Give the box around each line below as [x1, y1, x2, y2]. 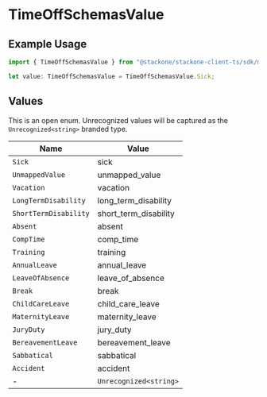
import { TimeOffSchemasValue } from [8, 58, 133, 66]
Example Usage [8, 37, 87, 51]
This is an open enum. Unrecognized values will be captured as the [8, 115, 229, 125]
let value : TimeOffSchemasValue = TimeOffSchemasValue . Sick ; [8, 72, 215, 80]
